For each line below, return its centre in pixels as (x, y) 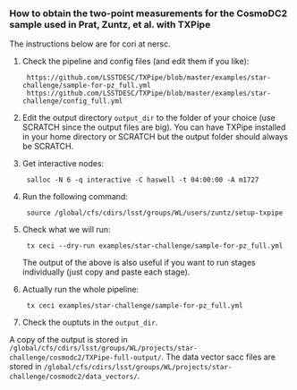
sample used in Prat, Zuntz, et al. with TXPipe (110, 24)
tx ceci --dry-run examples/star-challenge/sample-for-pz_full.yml (155, 246)
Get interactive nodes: (63, 164)
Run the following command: (75, 197)
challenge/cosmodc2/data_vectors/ (74, 377)
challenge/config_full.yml (72, 101)
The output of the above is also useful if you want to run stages (139, 263)
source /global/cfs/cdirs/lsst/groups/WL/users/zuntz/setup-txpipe (155, 213)
